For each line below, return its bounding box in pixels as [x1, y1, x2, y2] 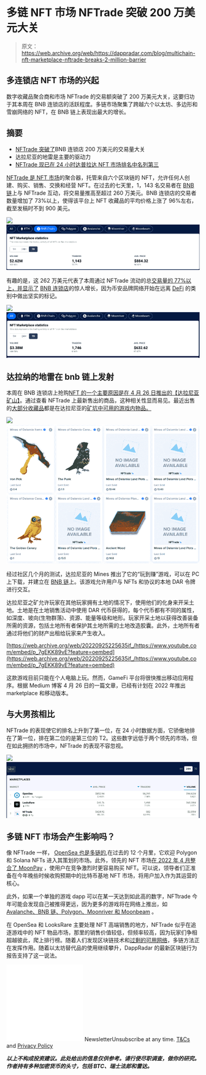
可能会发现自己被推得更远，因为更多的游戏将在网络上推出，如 [11, 900, 167, 908]
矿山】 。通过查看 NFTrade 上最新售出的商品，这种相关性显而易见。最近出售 [6, 397, 195, 404]
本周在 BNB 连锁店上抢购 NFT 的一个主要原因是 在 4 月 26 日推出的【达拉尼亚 [6, 389, 199, 396]
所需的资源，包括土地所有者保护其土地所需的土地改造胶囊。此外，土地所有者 [6, 621, 200, 629]
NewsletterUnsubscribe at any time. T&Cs [84, 1036, 190, 1043]
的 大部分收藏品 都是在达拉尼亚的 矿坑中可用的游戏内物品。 [6, 404, 151, 412]
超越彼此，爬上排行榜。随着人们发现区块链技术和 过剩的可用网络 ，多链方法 [6, 937, 194, 944]
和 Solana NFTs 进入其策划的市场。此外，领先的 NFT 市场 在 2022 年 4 [6, 857, 184, 864]
